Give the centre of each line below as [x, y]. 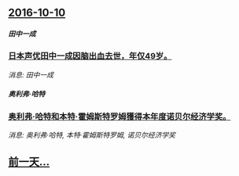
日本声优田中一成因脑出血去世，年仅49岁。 [90, 56]
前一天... [29, 162]
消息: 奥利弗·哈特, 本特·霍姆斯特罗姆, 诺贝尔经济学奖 [92, 135]
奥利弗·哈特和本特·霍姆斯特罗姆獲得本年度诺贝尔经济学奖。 [119, 117]
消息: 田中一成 [31, 74]
